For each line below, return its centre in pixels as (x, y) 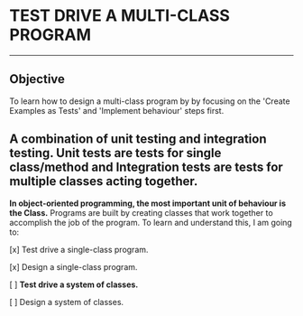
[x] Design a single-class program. (73, 266)
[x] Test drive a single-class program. (79, 249)
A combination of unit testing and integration (138, 139)
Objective (37, 79)
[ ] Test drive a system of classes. (74, 284)
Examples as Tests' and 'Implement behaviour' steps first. (117, 110)
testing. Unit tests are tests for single (115, 153)
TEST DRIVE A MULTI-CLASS (119, 16)
